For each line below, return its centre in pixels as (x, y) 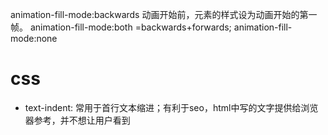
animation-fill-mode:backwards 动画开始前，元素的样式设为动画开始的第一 (164, 14)
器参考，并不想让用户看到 (77, 120)
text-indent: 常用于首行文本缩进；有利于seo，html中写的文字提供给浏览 (171, 107)
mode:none (34, 38)
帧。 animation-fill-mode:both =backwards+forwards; (121, 27)
